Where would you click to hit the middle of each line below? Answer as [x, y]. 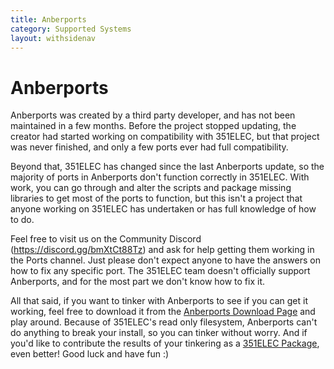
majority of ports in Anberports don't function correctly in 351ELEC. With [160, 177]
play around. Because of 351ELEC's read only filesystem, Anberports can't [164, 322]
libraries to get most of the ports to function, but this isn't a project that [156, 198]
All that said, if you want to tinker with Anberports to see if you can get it [159, 301]
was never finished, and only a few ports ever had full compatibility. [149, 147]
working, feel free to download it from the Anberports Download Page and [163, 312]
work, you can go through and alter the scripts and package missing [151, 188]
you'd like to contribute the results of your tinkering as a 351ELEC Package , [165, 343]
